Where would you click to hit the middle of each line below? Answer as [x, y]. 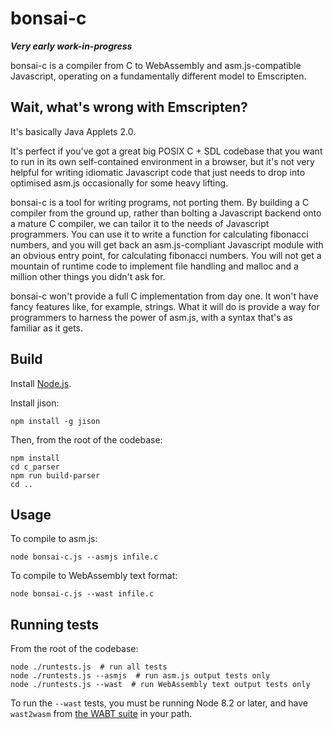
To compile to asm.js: [54, 539]
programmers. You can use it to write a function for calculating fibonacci [159, 234]
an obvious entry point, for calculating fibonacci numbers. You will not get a [166, 255]
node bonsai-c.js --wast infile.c [82, 594]
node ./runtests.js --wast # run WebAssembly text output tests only [160, 685]
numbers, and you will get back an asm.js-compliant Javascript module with [167, 244]
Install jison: [35, 403]
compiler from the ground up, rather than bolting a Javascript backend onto [166, 213]
